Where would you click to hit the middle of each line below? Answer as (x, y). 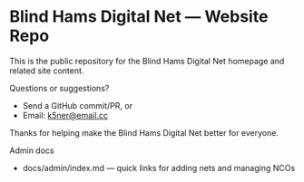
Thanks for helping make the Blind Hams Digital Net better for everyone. (144, 132)
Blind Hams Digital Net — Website (139, 17)
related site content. (47, 71)
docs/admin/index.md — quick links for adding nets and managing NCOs (159, 168)
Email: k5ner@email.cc (65, 115)
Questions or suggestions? (59, 88)
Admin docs (32, 150)
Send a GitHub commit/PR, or (78, 105)
